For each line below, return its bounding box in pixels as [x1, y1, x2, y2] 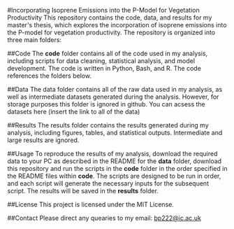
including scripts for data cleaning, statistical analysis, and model [7, 57, 196, 65]
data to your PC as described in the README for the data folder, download [7, 157, 222, 165]
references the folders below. [7, 71, 92, 80]
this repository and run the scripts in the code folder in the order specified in [7, 165, 228, 172]
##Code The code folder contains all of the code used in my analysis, [7, 49, 208, 57]
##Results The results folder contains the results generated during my [7, 121, 210, 129]
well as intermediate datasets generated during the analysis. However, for [7, 92, 219, 101]
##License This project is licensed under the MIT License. [7, 200, 175, 209]
